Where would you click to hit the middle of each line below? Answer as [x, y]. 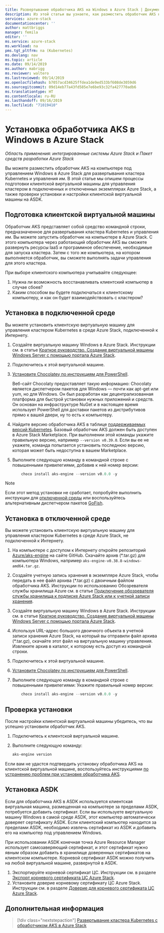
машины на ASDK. [24, 199]
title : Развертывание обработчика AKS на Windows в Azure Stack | [74, 10]
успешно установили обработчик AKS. [45, 726]
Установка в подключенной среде [60, 313]
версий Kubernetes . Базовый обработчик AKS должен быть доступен [84, 430]
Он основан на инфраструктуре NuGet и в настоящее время [75, 404]
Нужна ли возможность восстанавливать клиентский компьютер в [82, 282]
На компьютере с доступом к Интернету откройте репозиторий [79, 550]
